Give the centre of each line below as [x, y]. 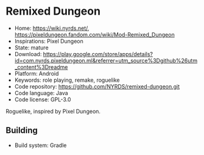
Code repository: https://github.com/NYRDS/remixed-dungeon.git [97, 86]
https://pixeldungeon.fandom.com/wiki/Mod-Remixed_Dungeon [94, 34]
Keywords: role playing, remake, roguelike [67, 80]
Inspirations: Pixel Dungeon [49, 41]
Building [22, 130]
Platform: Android [37, 73]
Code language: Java [41, 93]
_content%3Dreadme [41, 67]
